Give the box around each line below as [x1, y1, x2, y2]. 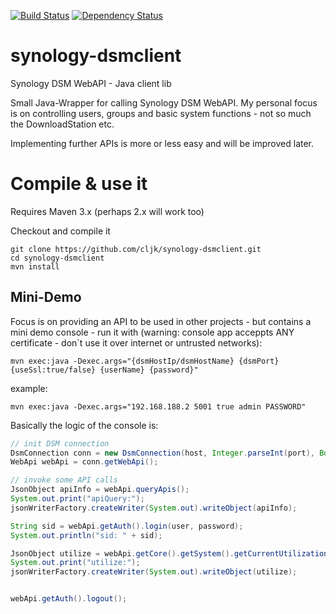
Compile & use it [10, 173, 148, 195]
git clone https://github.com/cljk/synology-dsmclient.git [10, 244, 262, 254]
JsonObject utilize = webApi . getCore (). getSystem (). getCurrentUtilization [10, 548, 329, 559]
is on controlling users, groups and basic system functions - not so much [10, 107, 312, 119]
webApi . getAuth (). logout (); [10, 594, 128, 604]
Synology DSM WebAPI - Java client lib [10, 77, 172, 89]
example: [10, 382, 48, 394]
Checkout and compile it [10, 225, 111, 237]
